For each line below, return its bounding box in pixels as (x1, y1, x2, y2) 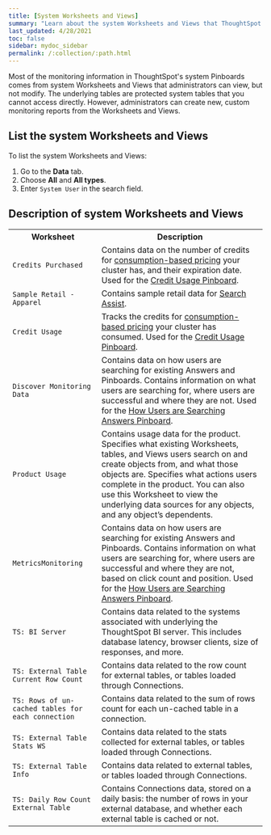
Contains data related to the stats (101, 726, 227, 737)
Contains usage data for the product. (101, 428, 240, 439)
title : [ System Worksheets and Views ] (8, 11, 139, 20)
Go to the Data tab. (19, 167, 84, 176)
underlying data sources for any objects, (101, 499, 255, 510)
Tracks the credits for (101, 310, 183, 322)
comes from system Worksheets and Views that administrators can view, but (8, 80, 263, 90)
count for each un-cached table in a (101, 702, 240, 714)
